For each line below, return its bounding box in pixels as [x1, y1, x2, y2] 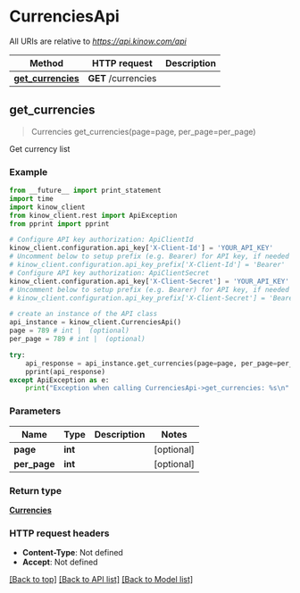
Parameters [9, 405, 61, 417]
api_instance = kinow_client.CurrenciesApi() [9, 318, 181, 327]
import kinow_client [9, 203, 87, 212]
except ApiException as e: [9, 375, 110, 385]
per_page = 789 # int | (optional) [9, 335, 146, 344]
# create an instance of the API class [9, 310, 158, 319]
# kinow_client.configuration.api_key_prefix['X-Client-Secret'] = [9, 293, 266, 303]
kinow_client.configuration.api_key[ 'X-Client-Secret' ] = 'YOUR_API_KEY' [9, 277, 290, 286]
